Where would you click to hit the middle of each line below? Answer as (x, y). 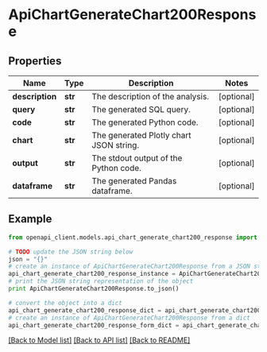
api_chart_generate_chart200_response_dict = (85, 310)
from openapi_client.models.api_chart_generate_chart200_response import (133, 237)
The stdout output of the (137, 158)
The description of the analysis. (150, 97)
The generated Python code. (145, 122)
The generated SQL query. (141, 109)
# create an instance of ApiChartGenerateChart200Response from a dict (129, 318)
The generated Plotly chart (141, 135)
